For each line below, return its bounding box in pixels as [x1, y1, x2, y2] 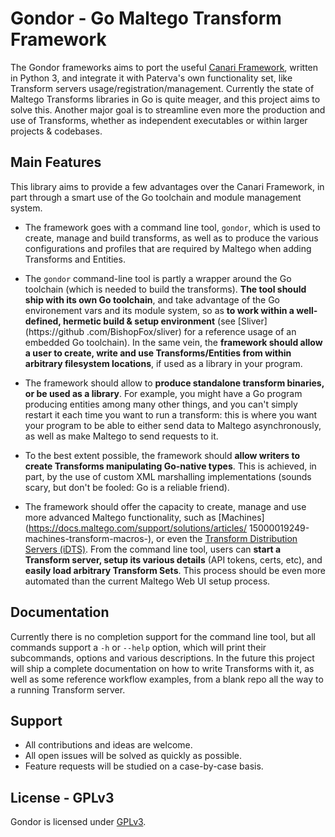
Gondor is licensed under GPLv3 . [10, 816, 147, 828]
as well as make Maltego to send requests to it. [24, 430, 219, 442]
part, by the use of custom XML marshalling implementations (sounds [24, 470, 312, 482]
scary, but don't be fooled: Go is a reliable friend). [24, 481, 230, 493]
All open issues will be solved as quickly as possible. [24, 750, 243, 762]
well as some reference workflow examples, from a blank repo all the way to [10, 673, 324, 685]
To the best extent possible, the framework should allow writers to [24, 449, 301, 461]
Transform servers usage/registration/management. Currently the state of [10, 82, 315, 94]
